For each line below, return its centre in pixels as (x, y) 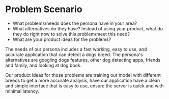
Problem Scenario (44, 9)
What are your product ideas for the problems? (62, 39)
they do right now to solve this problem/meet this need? (71, 34)
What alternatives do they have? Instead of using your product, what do (88, 28)
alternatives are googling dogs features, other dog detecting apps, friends (83, 60)
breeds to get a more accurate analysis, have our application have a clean (83, 80)
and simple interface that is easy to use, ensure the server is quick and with (84, 86)
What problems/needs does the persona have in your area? (75, 23)
